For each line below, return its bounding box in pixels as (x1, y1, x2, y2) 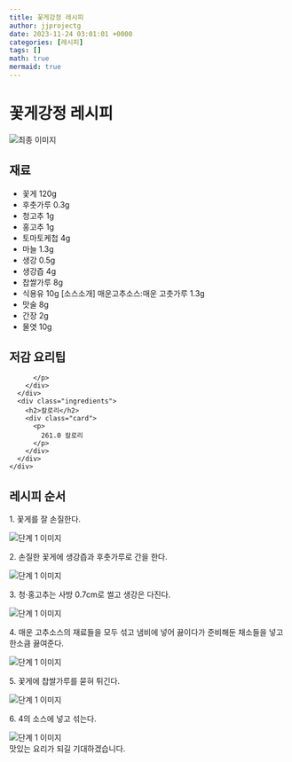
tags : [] (9, 46, 42, 55)
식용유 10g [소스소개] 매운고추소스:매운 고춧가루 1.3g (21, 287, 206, 298)
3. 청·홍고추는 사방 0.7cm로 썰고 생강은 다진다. (9, 589, 171, 600)
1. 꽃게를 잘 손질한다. (9, 514, 82, 524)
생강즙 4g (21, 265, 57, 276)
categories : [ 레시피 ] (9, 37, 84, 47)
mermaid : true (9, 63, 62, 72)
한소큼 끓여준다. (9, 638, 65, 648)
